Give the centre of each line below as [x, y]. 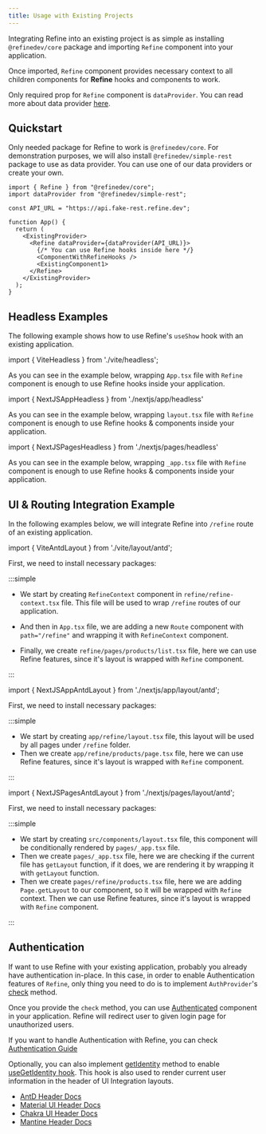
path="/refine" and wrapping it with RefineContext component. [124, 635]
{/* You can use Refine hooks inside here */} [115, 251]
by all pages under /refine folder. [75, 745]
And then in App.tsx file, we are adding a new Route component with [132, 626]
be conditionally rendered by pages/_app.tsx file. [100, 848]
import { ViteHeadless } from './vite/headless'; [84, 360]
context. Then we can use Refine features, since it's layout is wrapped [135, 899]
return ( [30, 229]
